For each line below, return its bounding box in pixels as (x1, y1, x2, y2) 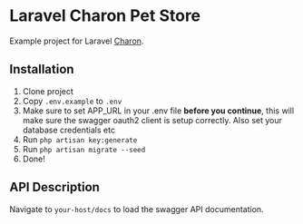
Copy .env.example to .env (22, 95, 122, 106)
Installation (9, 62, 74, 77)
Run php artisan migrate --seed (22, 143, 146, 154)
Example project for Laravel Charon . (9, 35, 144, 46)
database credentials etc (22, 124, 116, 135)
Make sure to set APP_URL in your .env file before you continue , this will (22, 105, 295, 116)
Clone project (22, 85, 74, 96)
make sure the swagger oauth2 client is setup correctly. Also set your (22, 114, 283, 125)
